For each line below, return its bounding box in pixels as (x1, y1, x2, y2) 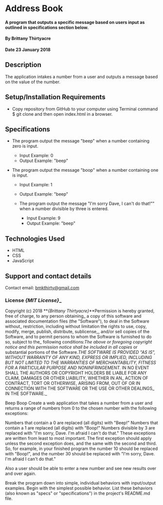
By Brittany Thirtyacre (5, 36, 51, 41)
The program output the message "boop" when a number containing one (12, 167, 159, 173)
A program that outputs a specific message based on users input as (5, 19, 145, 25)
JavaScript (12, 258, 34, 264)
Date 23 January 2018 (5, 47, 51, 53)
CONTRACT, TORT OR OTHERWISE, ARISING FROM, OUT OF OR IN (5, 380, 141, 386)
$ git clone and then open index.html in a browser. (12, 111, 113, 117)
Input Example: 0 (19, 153, 54, 159)
